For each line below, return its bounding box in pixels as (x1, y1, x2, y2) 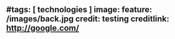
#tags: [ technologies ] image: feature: (6, 5, 152, 15)
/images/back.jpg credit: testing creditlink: (6, 14, 170, 24)
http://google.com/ (6, 23, 79, 33)
